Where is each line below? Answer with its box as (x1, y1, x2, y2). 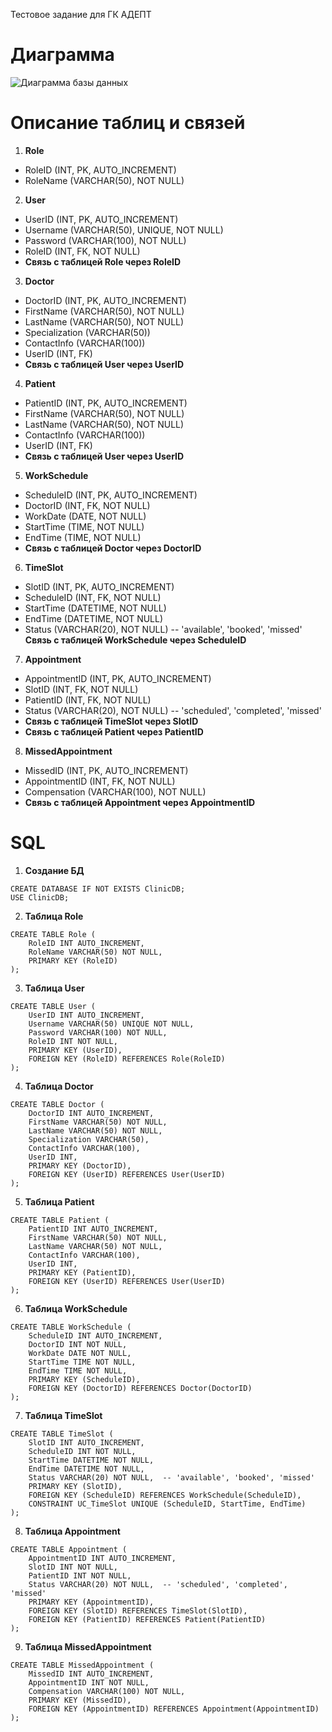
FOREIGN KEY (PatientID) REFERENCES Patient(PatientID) (28, 1614, 267, 1624)
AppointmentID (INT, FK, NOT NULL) (24, 775, 176, 787)
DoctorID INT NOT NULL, (28, 1339, 128, 1349)
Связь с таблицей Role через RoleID (24, 255, 182, 268)
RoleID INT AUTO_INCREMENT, (28, 938, 145, 948)
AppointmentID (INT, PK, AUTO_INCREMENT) (24, 672, 212, 684)
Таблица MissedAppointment (24, 1640, 152, 1653)
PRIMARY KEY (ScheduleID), (28, 1374, 141, 1384)
